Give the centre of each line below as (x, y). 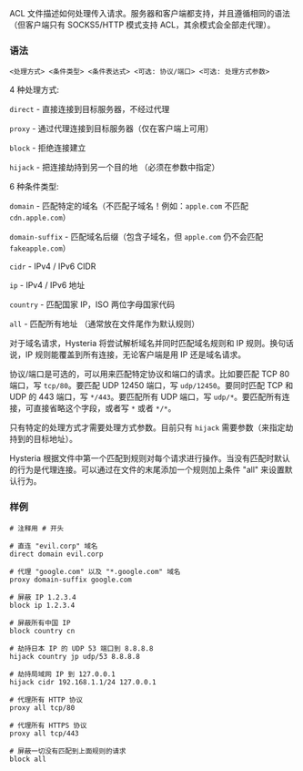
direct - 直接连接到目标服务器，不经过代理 (90, 109)
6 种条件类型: (34, 187)
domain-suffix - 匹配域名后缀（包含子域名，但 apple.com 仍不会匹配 (136, 237)
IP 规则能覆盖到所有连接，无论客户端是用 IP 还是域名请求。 (136, 355)
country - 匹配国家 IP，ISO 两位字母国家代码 (92, 304)
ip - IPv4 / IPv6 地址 (47, 285)
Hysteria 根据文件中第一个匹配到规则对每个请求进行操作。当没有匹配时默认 (150, 458)
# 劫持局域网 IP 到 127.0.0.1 (62, 674)
